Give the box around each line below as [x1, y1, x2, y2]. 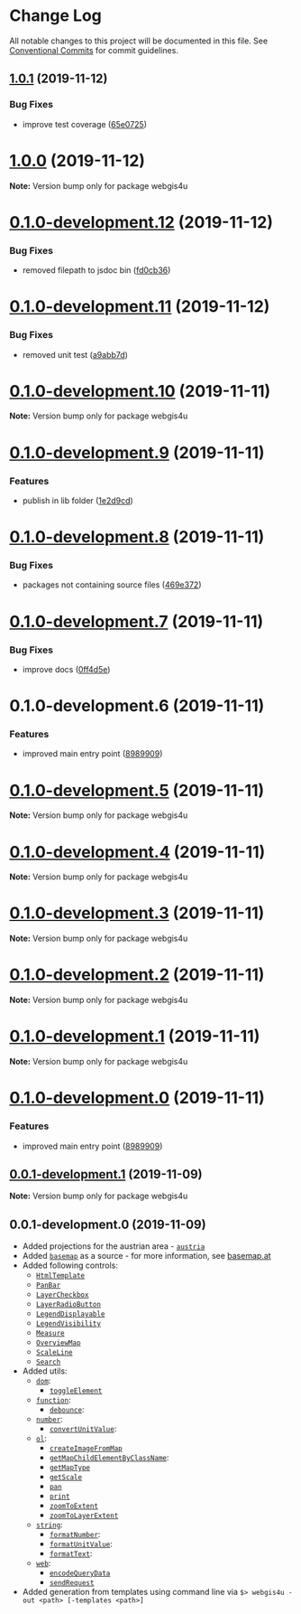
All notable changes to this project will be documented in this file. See [9, 35, 269, 46]
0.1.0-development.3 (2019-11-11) [9, 903, 265, 924]
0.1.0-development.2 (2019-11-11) [9, 964, 265, 985]
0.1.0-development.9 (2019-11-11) [9, 442, 265, 463]
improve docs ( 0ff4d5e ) [22, 663, 111, 674]
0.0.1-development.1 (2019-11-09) [9, 1167, 203, 1182]
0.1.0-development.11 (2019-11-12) [9, 296, 270, 317]
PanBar [35, 1281, 61, 1290]
